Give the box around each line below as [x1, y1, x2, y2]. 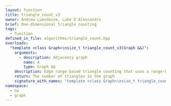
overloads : [5, 41, 28, 46]
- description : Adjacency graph [18, 55, 88, 60]
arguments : [14, 50, 38, 55]
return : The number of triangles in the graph [14, 74, 115, 79]
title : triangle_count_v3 [5, 12, 60, 17]
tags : [5, 26, 17, 32]
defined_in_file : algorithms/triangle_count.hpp [5, 36, 110, 41]
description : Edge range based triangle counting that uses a [14, 69, 149, 74]
